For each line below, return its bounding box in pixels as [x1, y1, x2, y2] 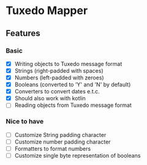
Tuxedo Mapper [6, 4, 88, 18]
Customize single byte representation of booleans [14, 152, 141, 159]
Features [6, 28, 40, 38]
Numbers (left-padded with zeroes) [14, 74, 105, 81]
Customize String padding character [14, 131, 107, 138]
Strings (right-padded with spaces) [14, 67, 104, 74]
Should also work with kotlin [14, 95, 86, 102]
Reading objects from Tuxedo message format [14, 101, 132, 109]
